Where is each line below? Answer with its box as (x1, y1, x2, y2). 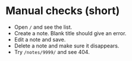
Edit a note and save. (14, 36, 66, 43)
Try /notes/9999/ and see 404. (14, 48, 90, 55)
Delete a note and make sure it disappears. (14, 42, 120, 49)
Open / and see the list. (14, 23, 73, 30)
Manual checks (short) (5, 4, 120, 18)
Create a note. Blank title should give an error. (14, 29, 127, 36)
